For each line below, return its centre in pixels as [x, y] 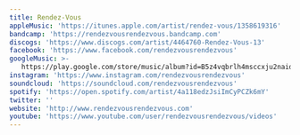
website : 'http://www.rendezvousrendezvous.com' [101, 108]
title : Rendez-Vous [46, 17]
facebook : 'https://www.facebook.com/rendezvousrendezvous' [124, 51]
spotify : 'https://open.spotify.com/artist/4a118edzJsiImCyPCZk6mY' [139, 91]
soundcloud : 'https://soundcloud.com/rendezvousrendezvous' [124, 83]
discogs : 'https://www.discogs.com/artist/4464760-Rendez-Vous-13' [137, 42]
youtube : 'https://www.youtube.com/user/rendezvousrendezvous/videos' [143, 116]
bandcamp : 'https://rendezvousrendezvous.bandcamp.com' [115, 34]
